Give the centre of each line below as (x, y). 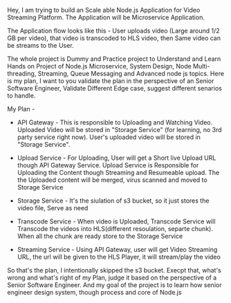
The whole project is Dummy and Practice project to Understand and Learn (114, 59)
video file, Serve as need (53, 208)
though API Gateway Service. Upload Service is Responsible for (108, 165)
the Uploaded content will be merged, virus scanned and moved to (112, 180)
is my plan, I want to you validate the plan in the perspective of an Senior (111, 81)
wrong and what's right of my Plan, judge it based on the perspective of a (112, 277)
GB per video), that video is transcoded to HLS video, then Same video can (114, 38)
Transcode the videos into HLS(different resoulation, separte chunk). (115, 229)
